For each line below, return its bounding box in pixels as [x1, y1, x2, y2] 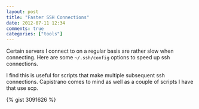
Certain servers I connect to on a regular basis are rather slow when [6, 47, 174, 54]
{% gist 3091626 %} [6, 96, 56, 104]
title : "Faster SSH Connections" [6, 14, 90, 20]
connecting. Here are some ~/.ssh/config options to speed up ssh [6, 54, 170, 61]
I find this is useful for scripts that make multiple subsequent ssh [6, 72, 166, 79]
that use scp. [6, 84, 38, 92]
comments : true [6, 25, 44, 32]
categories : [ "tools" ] [6, 31, 63, 37]
